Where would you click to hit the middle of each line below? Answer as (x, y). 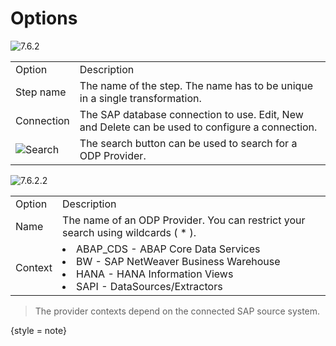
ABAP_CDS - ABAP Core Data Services (168, 249)
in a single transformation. (140, 98)
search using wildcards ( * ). (129, 232)
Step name (41, 92)
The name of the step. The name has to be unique (196, 85)
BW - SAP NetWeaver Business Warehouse (178, 261)
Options (44, 18)
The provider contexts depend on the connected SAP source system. (177, 311)
